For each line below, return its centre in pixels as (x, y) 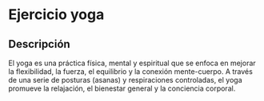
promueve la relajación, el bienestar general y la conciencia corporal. (122, 88)
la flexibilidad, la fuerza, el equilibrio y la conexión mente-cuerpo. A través (131, 72)
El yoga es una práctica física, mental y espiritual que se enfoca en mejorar (132, 63)
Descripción (39, 44)
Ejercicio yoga (56, 15)
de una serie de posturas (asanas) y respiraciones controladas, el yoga (125, 80)
